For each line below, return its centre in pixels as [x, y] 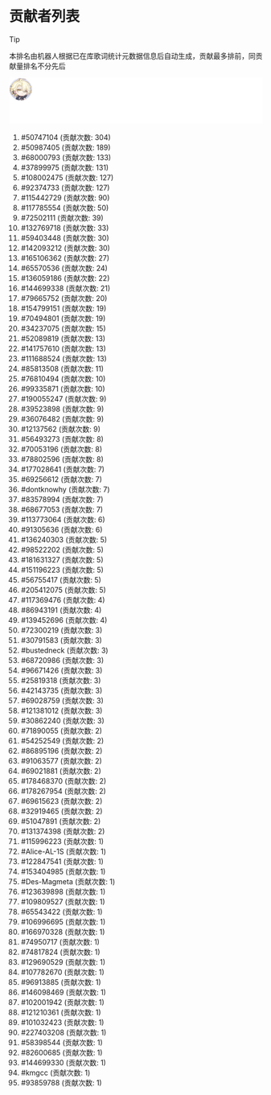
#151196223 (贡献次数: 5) [62, 570]
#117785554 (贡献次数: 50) [65, 208]
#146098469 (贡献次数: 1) [64, 992]
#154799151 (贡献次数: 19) [64, 309]
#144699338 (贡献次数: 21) [66, 288]
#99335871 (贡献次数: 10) [63, 389]
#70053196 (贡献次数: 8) [62, 449]
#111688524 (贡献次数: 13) [64, 359]
